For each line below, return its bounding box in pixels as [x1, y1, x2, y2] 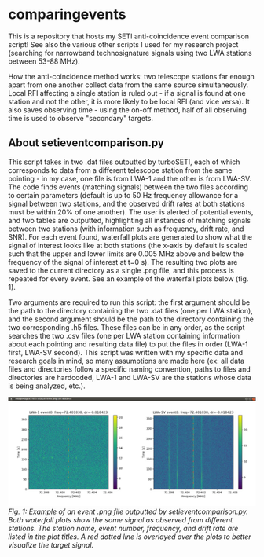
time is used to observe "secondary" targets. [8, 113, 154, 123]
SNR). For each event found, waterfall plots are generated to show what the [8, 232, 253, 241]
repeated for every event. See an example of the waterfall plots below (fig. [8, 273, 249, 284]
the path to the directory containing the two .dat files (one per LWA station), [8, 306, 253, 315]
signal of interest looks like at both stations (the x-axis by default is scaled [8, 240, 248, 250]
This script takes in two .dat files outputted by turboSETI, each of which [8, 157, 240, 167]
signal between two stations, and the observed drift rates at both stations [8, 199, 245, 208]
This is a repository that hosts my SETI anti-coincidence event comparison [8, 31, 250, 41]
